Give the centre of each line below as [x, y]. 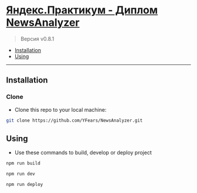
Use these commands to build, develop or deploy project [83, 153]
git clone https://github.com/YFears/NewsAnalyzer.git [74, 120]
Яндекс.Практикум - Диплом [82, 10]
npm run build [23, 163]
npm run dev [21, 174]
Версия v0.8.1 [37, 39]
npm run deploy [25, 185]
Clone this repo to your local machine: [60, 109]
